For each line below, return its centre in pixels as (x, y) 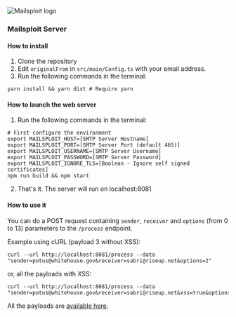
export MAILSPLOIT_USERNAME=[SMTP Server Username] (84, 151)
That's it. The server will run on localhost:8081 (85, 189)
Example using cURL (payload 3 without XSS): (74, 241)
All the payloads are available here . (58, 306)
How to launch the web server (52, 104)
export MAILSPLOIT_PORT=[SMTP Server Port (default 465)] (94, 145)
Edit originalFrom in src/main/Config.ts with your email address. (112, 69)
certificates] (28, 170)
